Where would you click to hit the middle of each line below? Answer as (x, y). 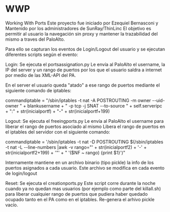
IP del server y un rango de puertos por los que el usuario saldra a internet (84, 70)
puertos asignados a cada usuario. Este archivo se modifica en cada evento (85, 168)
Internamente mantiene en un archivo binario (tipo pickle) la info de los (80, 162)
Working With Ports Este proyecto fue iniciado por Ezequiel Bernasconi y (82, 23)
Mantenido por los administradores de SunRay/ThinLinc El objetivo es (78, 28)
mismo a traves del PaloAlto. (35, 39)
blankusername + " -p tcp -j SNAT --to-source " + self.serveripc (95, 105)
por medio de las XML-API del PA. (41, 75)
